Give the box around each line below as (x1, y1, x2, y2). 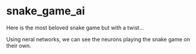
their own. (6, 42, 31, 49)
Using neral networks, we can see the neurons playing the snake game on (6, 35, 191, 43)
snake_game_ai (6, 4, 86, 18)
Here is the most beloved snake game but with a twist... (6, 24, 144, 31)
